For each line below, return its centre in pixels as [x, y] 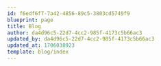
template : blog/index [38, 52]
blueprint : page [30, 20]
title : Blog [24, 26]
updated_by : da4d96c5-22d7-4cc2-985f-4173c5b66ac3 [81, 39]
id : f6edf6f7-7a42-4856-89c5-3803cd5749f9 [69, 13]
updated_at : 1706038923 [41, 45]
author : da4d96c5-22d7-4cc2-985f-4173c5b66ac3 [75, 33]
